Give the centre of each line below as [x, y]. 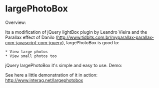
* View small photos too [31, 56]
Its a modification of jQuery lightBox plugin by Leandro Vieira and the [76, 32]
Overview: [16, 22]
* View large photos [27, 52]
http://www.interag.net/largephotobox [44, 80]
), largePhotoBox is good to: [91, 42]
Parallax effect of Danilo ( [31, 37]
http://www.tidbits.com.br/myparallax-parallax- [105, 37]
